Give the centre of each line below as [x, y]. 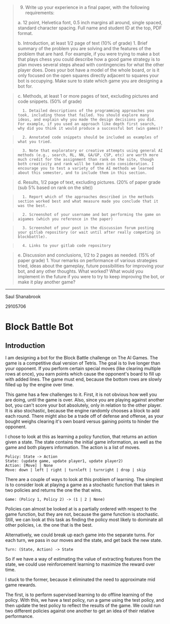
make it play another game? [47, 282]
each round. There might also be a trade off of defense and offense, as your [84, 416]
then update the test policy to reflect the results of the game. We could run [83, 605]
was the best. [32, 206]
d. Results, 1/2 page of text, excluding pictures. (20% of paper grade [89, 182]
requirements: [40, 13]
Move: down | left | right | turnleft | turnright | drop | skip [75, 470]
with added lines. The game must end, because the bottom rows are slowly [83, 379]
